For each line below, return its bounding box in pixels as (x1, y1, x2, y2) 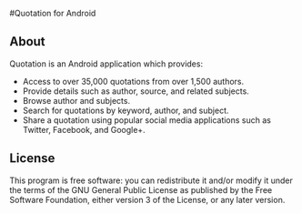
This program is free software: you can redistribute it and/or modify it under (9, 175, 293, 186)
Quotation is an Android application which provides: (9, 58, 203, 69)
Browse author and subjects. (22, 95, 130, 106)
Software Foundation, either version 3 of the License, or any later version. (9, 194, 286, 205)
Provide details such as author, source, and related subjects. (22, 86, 250, 97)
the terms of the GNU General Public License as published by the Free (9, 184, 273, 195)
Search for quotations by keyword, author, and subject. (22, 105, 229, 116)
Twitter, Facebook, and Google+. (22, 124, 146, 135)
